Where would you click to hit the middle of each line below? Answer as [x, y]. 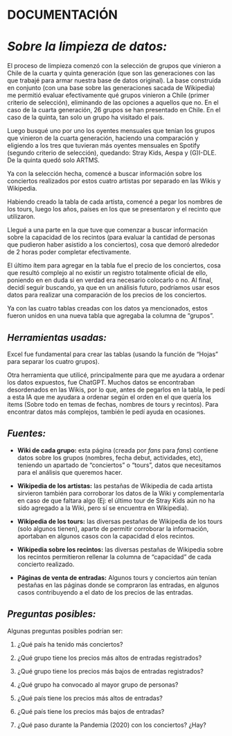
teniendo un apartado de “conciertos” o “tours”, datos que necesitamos [119, 465]
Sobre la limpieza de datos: [87, 47]
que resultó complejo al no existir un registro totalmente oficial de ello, [107, 273]
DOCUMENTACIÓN [62, 15]
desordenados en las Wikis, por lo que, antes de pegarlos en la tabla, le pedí [116, 389]
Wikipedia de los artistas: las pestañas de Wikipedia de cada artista [115, 486]
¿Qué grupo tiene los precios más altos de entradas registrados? [109, 658]
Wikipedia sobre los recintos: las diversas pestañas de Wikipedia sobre [120, 549]
